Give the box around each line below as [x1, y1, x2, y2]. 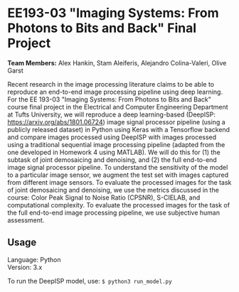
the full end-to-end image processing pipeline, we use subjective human [7, 208, 221, 217]
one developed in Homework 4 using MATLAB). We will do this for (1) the [7, 148, 221, 156]
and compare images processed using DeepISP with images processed [7, 133, 217, 141]
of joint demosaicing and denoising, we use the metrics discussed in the [7, 185, 219, 194]
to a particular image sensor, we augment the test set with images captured [7, 171, 229, 179]
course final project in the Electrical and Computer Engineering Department [7, 102, 228, 111]
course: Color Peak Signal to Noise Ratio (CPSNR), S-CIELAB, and [7, 193, 201, 202]
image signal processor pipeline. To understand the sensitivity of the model [7, 163, 228, 171]
